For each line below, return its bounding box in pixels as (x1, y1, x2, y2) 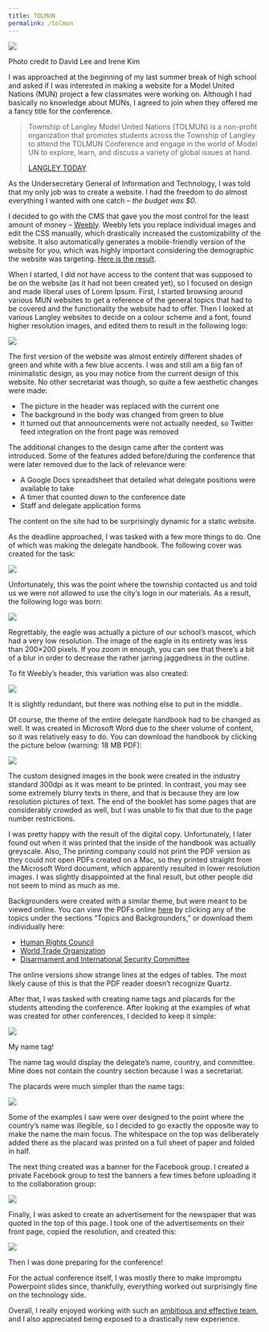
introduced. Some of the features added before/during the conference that (8, 451, 255, 461)
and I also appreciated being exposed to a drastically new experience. (8, 1314, 240, 1323)
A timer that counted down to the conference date (19, 492, 186, 502)
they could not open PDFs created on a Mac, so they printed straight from (8, 855, 253, 864)
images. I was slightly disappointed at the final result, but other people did (8, 871, 253, 881)
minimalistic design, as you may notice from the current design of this (8, 368, 239, 378)
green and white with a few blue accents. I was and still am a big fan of (8, 359, 243, 370)
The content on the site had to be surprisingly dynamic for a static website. (8, 516, 257, 526)
